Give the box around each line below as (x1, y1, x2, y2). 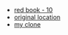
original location (13, 13, 61, 21)
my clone (13, 21, 41, 28)
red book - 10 (13, 6, 53, 14)
